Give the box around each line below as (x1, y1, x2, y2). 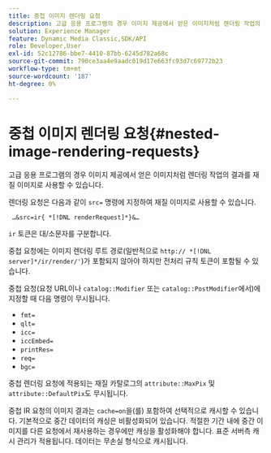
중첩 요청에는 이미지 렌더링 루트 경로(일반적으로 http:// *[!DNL (8, 246, 212, 256)
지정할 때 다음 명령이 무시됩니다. (8, 294, 111, 304)
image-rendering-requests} (8, 142, 200, 161)
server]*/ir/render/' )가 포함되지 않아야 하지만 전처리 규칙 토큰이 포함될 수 (8, 257, 251, 266)
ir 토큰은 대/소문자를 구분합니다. (8, 229, 112, 239)
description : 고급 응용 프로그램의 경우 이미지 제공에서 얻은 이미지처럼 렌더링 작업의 (8, 19, 261, 28)
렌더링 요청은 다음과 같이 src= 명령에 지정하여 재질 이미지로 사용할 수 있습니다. (8, 197, 257, 207)
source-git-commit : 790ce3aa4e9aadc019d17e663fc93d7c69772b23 (8, 58, 223, 66)
